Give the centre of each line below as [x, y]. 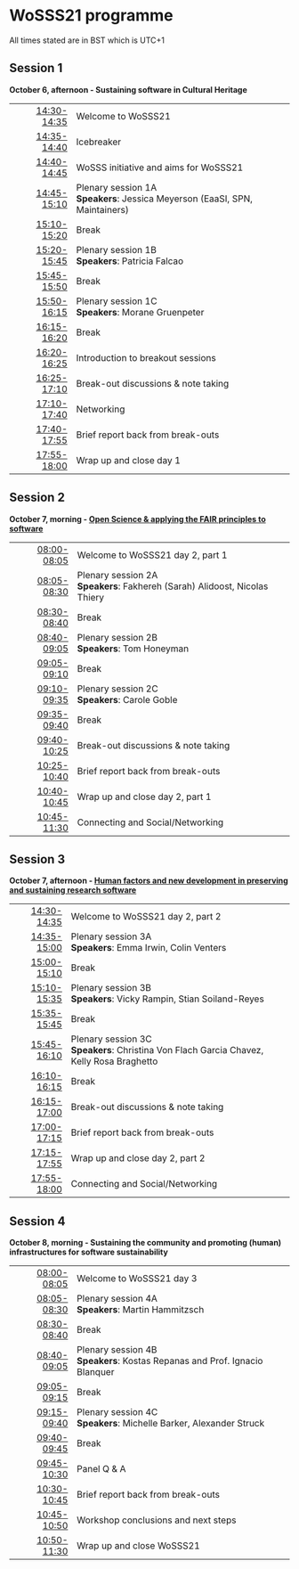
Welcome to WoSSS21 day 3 [137, 1279]
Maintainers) [102, 209]
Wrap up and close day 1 [128, 460]
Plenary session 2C [117, 689]
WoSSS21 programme [91, 16]
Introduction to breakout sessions [146, 357]
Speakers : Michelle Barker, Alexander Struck [171, 1424]
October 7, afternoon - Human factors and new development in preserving [149, 881]
